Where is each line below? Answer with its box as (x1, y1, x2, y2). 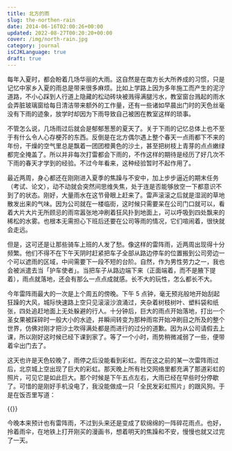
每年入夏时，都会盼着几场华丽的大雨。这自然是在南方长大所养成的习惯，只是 (7, 75, 225, 83)
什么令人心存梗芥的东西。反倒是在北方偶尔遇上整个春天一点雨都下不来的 (19, 133, 225, 141)
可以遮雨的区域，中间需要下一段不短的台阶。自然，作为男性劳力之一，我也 (12, 257, 225, 266)
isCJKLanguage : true (7, 49, 67, 56)
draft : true (7, 55, 41, 62)
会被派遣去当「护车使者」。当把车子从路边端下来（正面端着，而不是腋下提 (7, 266, 216, 274)
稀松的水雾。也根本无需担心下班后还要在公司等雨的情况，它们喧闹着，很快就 (7, 217, 225, 225)
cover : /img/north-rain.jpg (7, 36, 88, 43)
